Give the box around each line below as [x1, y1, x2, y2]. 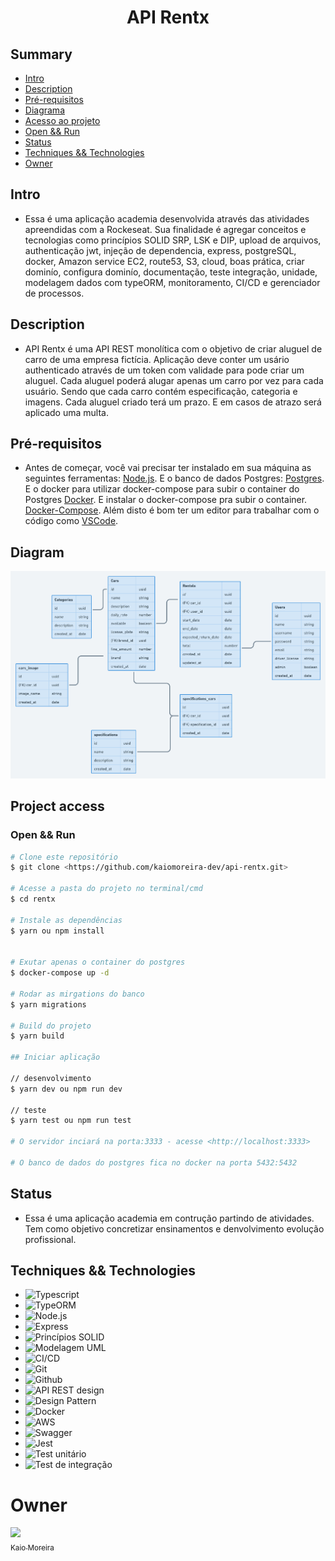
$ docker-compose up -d [10, 968, 110, 978]
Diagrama [24, 104, 65, 116]
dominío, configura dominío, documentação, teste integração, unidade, [24, 266, 318, 278]
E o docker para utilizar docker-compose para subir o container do [24, 483, 300, 495]
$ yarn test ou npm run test [10, 1116, 132, 1126]
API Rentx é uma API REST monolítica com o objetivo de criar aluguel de [24, 342, 323, 355]
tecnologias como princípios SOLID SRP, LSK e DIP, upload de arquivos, [24, 234, 322, 246]
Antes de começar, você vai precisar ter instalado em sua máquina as [24, 462, 312, 474]
